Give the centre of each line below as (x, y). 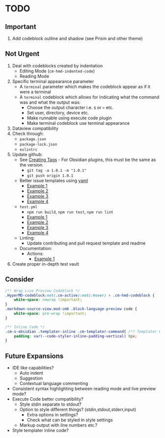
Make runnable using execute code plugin (69, 118)
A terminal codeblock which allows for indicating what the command (89, 97)
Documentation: (36, 248)
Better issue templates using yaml (54, 180)
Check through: (28, 134)
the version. (32, 164)
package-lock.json (38, 144)
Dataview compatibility (35, 128)
